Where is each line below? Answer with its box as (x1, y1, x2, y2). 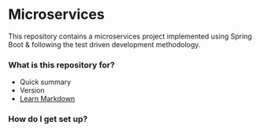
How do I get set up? (8, 114, 88, 125)
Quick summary (19, 77, 72, 87)
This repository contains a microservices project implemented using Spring (8, 31, 252, 41)
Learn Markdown (19, 94, 76, 104)
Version (19, 86, 45, 95)
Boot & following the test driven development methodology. (8, 39, 201, 49)
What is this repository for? (8, 59, 116, 70)
